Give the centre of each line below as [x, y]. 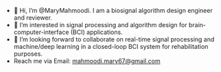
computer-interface [41, 32]
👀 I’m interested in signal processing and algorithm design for [100, 25]
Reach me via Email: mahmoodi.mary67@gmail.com [87, 61]
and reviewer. [33, 18]
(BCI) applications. [96, 32]
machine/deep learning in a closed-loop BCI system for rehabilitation [111, 47]
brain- [197, 25]
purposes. [28, 54]
